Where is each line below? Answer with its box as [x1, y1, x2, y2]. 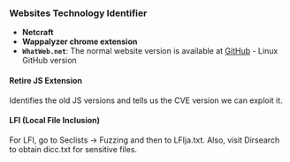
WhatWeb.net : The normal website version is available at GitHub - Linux [21, 46, 279, 56]
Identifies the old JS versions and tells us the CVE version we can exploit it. [9, 95, 283, 106]
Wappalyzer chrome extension [21, 36, 138, 47]
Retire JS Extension [9, 75, 82, 85]
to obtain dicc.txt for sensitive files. [9, 144, 138, 154]
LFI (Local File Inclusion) [9, 115, 100, 126]
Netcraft [21, 27, 54, 38]
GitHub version [21, 55, 77, 66]
